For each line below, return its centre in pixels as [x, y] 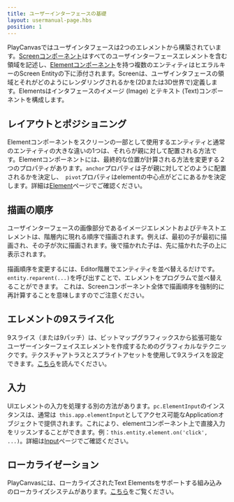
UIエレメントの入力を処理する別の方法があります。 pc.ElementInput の [107, 406]
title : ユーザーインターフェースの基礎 [57, 14]
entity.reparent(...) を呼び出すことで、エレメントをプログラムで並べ [109, 278]
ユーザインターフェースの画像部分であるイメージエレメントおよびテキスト [114, 228]
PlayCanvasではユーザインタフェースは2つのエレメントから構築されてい [111, 47]
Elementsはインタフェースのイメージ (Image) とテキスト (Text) [109, 91]
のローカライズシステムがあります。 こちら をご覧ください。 [93, 492]
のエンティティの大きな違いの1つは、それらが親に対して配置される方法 [109, 151]
